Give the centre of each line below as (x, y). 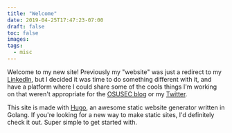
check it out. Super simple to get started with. (72, 122)
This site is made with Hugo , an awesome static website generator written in (116, 107)
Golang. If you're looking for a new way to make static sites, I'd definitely (111, 114)
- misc (23, 53)
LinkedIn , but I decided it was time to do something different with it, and (109, 79)
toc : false (23, 33)
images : (18, 39)
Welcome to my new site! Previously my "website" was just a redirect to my (114, 72)
